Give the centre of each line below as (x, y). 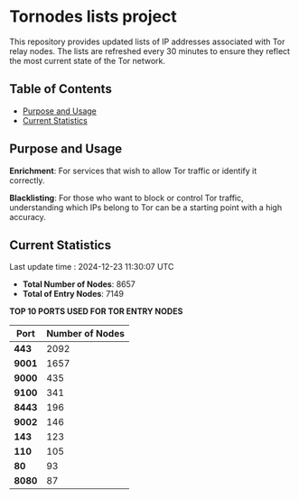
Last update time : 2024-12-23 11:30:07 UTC (92, 267)
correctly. (27, 180)
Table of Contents (61, 89)
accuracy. (28, 217)
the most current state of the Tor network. (87, 60)
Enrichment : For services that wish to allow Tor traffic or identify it (133, 171)
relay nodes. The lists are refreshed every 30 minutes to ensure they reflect (150, 51)
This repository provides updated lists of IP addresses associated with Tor (147, 42)
